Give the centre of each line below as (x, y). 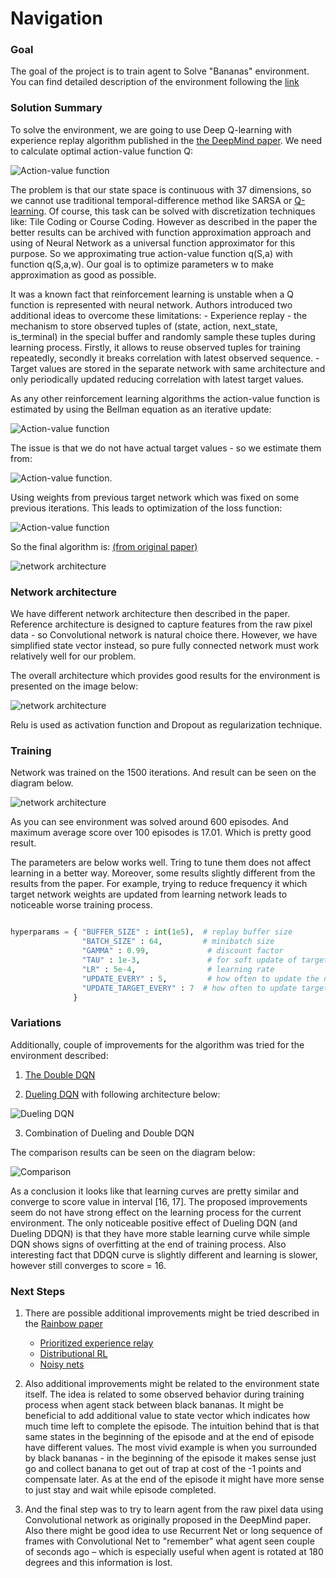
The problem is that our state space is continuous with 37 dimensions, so (161, 189)
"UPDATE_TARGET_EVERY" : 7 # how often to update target (205, 988)
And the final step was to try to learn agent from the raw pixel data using (174, 1509)
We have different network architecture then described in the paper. (150, 614)
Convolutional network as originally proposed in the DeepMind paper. (168, 1519)
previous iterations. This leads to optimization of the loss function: (146, 508)
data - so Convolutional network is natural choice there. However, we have (164, 635)
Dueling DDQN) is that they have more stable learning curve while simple (160, 1233)
